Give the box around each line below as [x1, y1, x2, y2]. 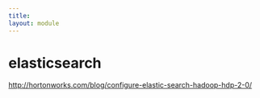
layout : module [8, 19, 60, 27]
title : [8, 11, 31, 20]
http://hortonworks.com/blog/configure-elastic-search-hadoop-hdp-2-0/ [8, 80, 253, 90]
